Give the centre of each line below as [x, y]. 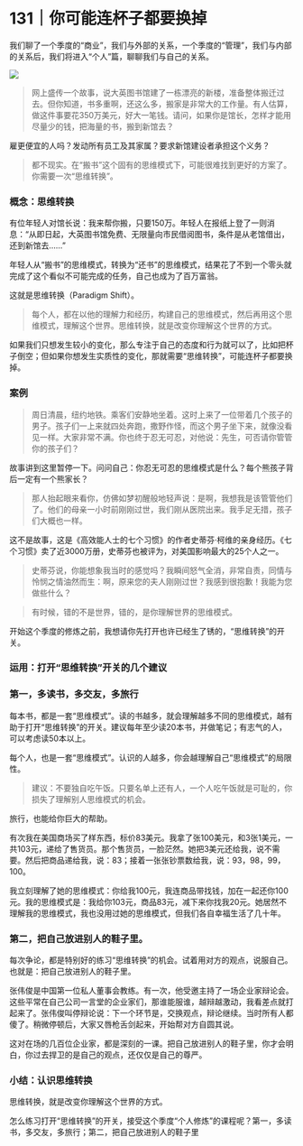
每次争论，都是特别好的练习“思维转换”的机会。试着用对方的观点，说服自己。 [151, 960]
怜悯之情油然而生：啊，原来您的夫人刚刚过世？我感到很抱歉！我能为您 [162, 581]
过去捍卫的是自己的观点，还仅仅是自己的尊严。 [120, 1055]
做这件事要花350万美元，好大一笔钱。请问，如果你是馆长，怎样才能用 [161, 115]
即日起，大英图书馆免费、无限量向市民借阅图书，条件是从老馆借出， [163, 235]
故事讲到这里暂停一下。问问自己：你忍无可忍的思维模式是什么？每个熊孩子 [147, 467]
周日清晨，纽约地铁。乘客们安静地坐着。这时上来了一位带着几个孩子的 [162, 414]
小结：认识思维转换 [51, 1080]
